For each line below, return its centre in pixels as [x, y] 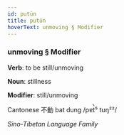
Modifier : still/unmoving [43, 95]
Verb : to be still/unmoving [46, 67]
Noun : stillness [30, 81]
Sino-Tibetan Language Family [53, 124]
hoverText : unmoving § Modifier [55, 27]
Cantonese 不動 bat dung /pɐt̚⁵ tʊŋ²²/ [62, 109]
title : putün [27, 21]
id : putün [22, 14]
